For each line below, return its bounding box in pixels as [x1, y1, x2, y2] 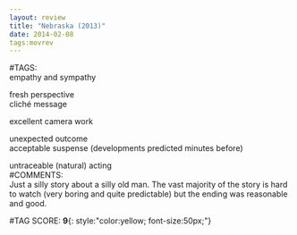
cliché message [9, 99, 67, 110]
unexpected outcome [9, 133, 88, 144]
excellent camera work [9, 116, 94, 127]
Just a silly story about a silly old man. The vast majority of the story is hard [9, 180, 288, 190]
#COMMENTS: [9, 170, 64, 180]
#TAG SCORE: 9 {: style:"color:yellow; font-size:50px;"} [9, 215, 212, 226]
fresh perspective [9, 89, 74, 100]
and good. [9, 198, 47, 209]
